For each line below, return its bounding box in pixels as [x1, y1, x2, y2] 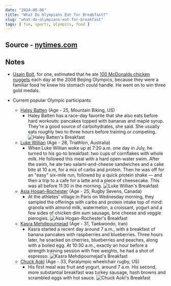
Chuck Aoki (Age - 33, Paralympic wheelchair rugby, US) [20, 259, 140, 265]
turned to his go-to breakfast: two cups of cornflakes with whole [27, 151, 163, 157]
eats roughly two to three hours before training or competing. [27, 129, 157, 135]
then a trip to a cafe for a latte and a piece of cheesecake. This [27, 178, 160, 184]
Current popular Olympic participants [12, 97, 91, 103]
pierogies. [27, 215, 49, 221]
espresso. [27, 253, 49, 260]
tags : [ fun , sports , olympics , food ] [5, 21, 90, 27]
